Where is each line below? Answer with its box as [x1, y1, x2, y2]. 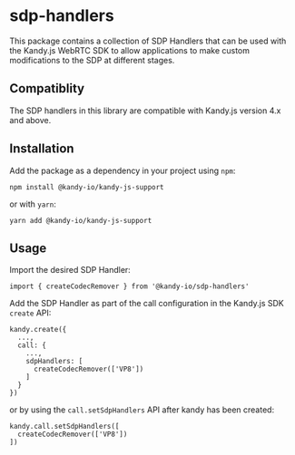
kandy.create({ [9, 325, 67, 334]
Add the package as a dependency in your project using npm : [9, 165, 236, 176]
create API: [9, 307, 52, 318]
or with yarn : [9, 198, 56, 209]
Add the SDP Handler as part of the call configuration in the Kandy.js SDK [9, 298, 284, 309]
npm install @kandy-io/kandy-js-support [9, 182, 165, 191]
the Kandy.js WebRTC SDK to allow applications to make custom [9, 44, 251, 55]
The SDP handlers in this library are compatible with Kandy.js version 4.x [9, 105, 281, 116]
